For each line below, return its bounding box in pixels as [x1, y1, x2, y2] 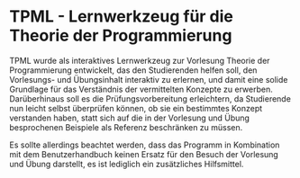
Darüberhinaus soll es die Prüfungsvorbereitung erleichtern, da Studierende [9, 93, 291, 104]
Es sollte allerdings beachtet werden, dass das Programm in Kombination [9, 139, 280, 150]
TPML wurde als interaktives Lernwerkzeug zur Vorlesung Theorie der [9, 55, 270, 66]
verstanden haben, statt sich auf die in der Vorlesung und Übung [9, 112, 250, 123]
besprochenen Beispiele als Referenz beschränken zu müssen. [9, 121, 243, 132]
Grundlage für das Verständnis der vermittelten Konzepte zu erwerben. [9, 84, 273, 94]
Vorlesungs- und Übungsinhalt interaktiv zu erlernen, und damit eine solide [9, 74, 288, 85]
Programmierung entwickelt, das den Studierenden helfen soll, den [9, 65, 258, 76]
